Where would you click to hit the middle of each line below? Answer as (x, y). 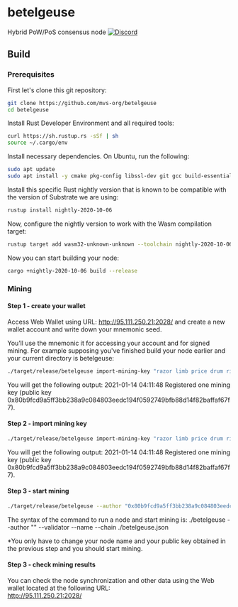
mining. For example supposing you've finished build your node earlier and (117, 350)
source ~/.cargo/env (38, 143)
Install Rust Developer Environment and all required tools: (91, 123)
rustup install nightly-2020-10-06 (60, 210)
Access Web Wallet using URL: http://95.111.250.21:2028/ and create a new (116, 322)
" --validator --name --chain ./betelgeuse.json (101, 527)
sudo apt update (31, 170)
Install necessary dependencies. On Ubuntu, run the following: (98, 156)
